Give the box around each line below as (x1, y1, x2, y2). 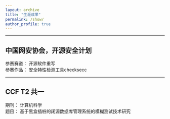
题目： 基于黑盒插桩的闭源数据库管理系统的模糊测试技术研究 (5, 108, 131, 114)
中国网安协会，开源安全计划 (5, 46, 92, 54)
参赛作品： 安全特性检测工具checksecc (5, 67, 87, 73)
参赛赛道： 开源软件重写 (5, 61, 56, 67)
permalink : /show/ (5, 17, 44, 22)
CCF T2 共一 (5, 88, 45, 96)
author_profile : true (5, 21, 51, 27)
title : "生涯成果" (5, 12, 41, 17)
